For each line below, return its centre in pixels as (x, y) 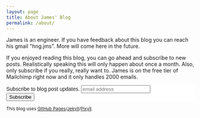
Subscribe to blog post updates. (43, 89)
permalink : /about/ (31, 23)
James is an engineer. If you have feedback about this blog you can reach (97, 40)
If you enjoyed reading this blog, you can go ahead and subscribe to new (96, 58)
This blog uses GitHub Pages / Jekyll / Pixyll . (49, 109)
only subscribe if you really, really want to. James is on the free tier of (92, 71)
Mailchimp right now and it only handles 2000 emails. (72, 77)
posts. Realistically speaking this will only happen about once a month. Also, (100, 64)
